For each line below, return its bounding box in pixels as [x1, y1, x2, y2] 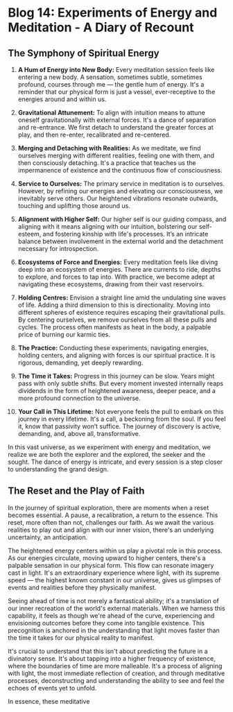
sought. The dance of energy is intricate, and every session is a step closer [8, 458, 223, 466]
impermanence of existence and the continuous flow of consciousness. [17, 166, 223, 174]
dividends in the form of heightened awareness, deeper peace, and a [17, 387, 216, 394]
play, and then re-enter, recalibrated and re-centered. [17, 130, 171, 139]
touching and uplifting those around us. [17, 202, 130, 209]
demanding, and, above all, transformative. [17, 430, 141, 437]
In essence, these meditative [8, 697, 90, 705]
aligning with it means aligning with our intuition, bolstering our [17, 223, 198, 230]
